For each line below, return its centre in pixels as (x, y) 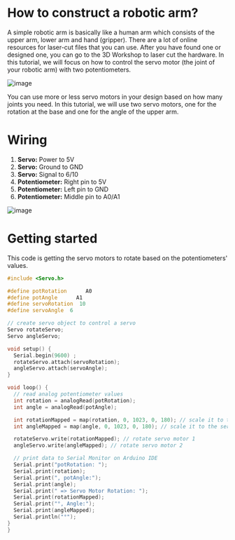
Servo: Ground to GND (50, 167)
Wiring (27, 140)
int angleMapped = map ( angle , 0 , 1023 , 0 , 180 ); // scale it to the (115, 426)
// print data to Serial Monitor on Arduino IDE (86, 458)
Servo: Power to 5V (46, 159)
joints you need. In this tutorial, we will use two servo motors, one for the (112, 104)
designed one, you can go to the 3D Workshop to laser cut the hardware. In (116, 55)
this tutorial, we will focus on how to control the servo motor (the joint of (111, 62)
